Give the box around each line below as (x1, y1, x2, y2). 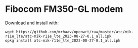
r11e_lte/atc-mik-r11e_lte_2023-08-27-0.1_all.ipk (5, 34, 112, 39)
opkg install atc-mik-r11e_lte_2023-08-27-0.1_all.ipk (5, 38, 121, 43)
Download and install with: (5, 20, 59, 26)
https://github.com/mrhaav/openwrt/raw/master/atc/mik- (16, 29, 134, 34)
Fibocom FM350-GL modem (5, 3, 123, 15)
